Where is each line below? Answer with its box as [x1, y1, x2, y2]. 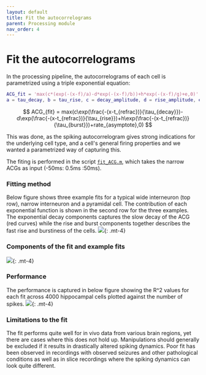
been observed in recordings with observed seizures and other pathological [6, 349, 198, 357]
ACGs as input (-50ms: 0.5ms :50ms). [6, 164, 102, 172]
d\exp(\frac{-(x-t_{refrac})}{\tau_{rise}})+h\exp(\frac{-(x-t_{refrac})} [16, 114, 190, 122]
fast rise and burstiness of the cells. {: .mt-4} [6, 227, 126, 234]
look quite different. [6, 362, 56, 369]
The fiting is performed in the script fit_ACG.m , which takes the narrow [6, 158, 185, 165]
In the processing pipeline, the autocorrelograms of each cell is [6, 73, 166, 80]
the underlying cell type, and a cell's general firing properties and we [6, 139, 181, 147]
